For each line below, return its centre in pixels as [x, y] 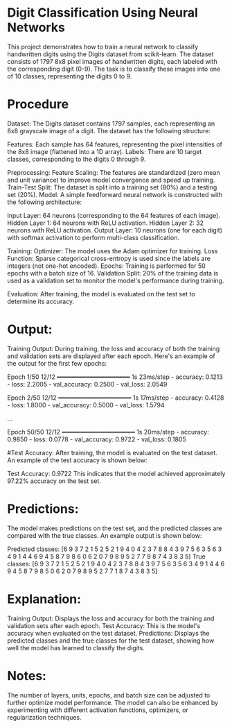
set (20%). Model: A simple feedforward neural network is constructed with [115, 194]
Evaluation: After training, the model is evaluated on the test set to [101, 294]
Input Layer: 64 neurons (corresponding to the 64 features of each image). [114, 215]
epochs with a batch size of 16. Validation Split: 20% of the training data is [113, 273]
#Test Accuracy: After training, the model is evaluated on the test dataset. [113, 452]
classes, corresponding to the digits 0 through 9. [77, 159]
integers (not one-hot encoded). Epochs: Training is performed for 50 [106, 266]
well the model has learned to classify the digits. [76, 647]
